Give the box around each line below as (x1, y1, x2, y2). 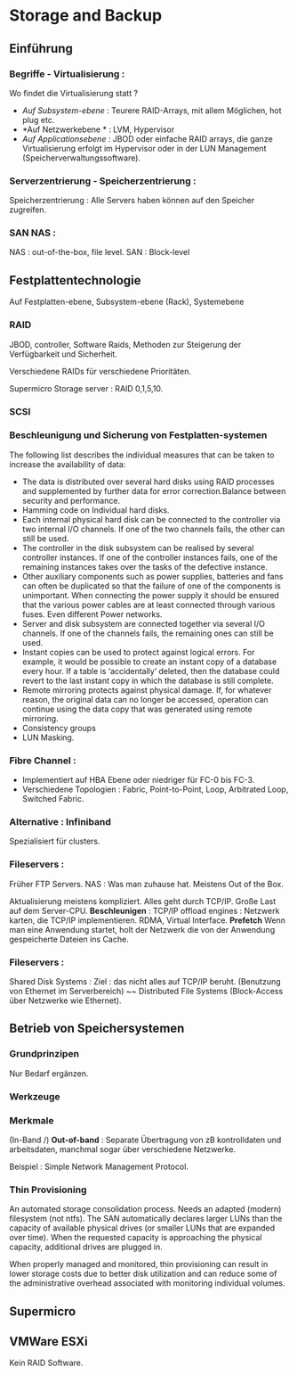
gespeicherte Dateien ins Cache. (9, 934, 129, 944)
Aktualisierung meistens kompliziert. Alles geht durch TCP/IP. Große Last (9, 895, 277, 906)
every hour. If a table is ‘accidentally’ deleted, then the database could (21, 665, 280, 676)
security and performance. (21, 495, 121, 506)
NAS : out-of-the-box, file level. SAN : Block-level (9, 247, 190, 258)
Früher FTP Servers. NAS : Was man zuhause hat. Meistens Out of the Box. (9, 878, 285, 889)
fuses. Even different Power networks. (21, 608, 163, 620)
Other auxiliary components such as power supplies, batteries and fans (21, 571, 284, 581)
